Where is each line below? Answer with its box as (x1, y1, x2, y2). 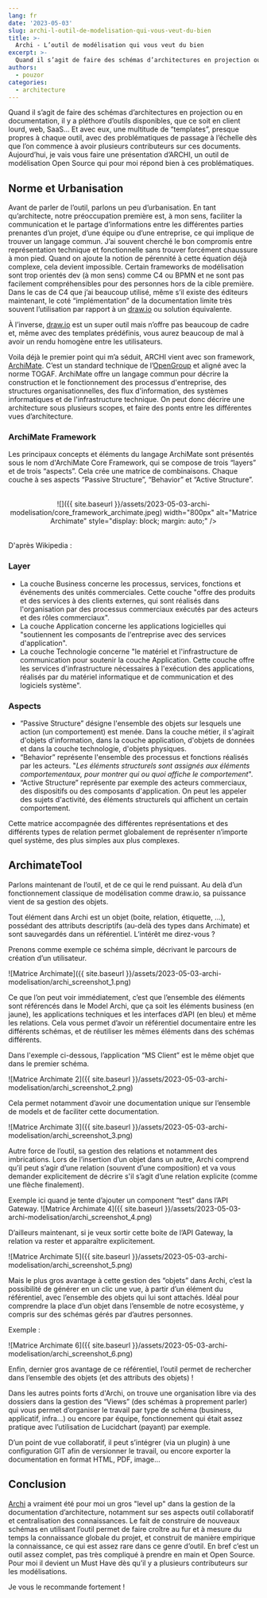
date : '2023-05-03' (8, 19, 73, 27)
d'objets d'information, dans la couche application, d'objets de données (19, 735, 255, 746)
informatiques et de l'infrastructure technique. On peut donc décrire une (8, 395, 245, 404)
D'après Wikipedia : (8, 541, 73, 550)
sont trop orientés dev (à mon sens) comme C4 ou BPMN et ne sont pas (8, 270, 245, 280)
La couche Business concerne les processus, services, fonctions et (19, 579, 242, 588)
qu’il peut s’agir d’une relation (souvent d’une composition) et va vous (8, 1163, 236, 1172)
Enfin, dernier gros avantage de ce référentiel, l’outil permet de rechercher (8, 1364, 252, 1374)
